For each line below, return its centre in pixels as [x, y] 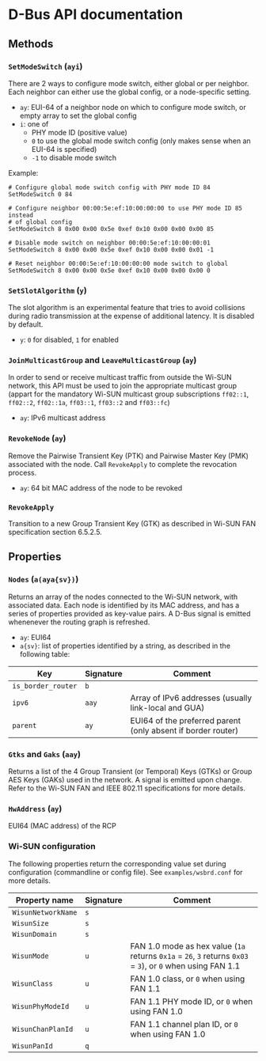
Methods [31, 44]
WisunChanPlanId [43, 1029]
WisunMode [30, 956]
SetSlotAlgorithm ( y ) [47, 290]
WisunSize [30, 923]
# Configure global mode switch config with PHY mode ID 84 [110, 188]
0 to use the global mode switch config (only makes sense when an [141, 141]
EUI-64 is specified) [64, 149]
